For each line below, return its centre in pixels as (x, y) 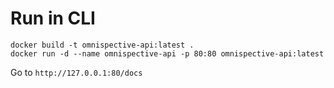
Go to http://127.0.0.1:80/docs (76, 72)
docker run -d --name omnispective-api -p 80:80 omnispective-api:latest (167, 53)
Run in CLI (53, 18)
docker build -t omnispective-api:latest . (102, 45)
